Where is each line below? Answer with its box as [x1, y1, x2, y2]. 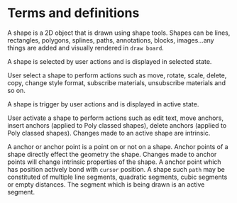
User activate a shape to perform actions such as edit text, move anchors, [7, 114, 224, 122]
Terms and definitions [7, 5, 140, 21]
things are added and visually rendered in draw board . [7, 43, 165, 52]
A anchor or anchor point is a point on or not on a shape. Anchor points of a [7, 142, 228, 150]
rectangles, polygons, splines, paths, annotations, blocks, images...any [7, 35, 214, 44]
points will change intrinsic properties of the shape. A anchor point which [7, 158, 221, 166]
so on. [7, 86, 26, 94]
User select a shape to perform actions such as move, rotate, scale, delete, [7, 71, 227, 79]
